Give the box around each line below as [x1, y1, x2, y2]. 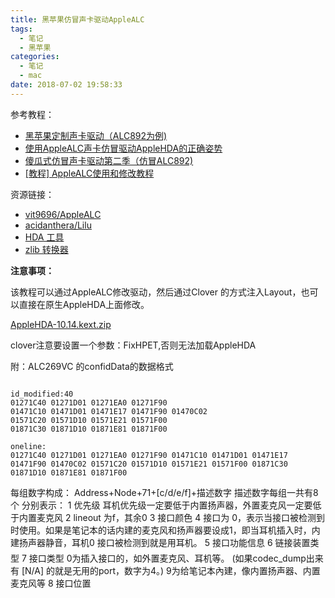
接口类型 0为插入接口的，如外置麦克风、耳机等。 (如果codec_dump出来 [28, 552, 324, 564]
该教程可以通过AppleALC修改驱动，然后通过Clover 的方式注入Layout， [10, 286, 302, 298]
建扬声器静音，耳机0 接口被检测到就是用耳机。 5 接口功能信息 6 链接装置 [10, 536, 311, 548]
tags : [10, 24, 33, 34]
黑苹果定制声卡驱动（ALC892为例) [24, 129, 168, 141]
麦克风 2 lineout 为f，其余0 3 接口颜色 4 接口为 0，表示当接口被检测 [36, 511, 317, 523]
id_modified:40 [10, 389, 74, 399]
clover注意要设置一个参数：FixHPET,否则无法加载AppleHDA [10, 339, 257, 351]
